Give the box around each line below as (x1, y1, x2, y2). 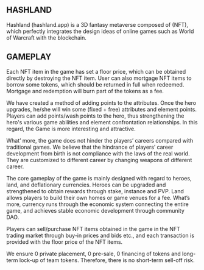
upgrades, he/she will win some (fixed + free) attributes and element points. (6, 105, 197, 113)
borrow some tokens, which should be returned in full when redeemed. (6, 80, 185, 88)
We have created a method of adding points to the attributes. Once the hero (6, 99, 197, 106)
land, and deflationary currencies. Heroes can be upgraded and (6, 181, 166, 188)
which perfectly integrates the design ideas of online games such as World (6, 27, 194, 35)
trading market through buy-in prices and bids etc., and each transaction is (6, 232, 195, 239)
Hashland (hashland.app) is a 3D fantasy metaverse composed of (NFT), (6, 21, 189, 28)
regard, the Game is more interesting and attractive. (6, 125, 136, 132)
